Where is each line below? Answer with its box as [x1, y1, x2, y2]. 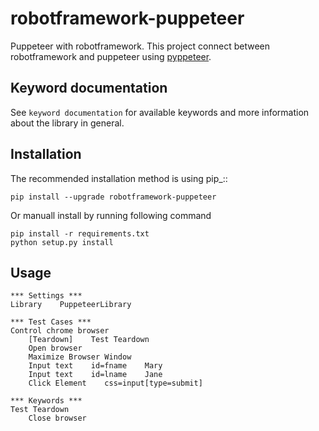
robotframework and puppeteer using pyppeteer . [10, 50, 212, 62]
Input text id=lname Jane [28, 370, 163, 380]
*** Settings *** [10, 291, 83, 301]
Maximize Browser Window [28, 352, 132, 362]
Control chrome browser [10, 326, 110, 336]
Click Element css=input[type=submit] [28, 378, 203, 389]
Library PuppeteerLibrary [10, 300, 132, 310]
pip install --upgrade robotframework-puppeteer [10, 192, 217, 202]
